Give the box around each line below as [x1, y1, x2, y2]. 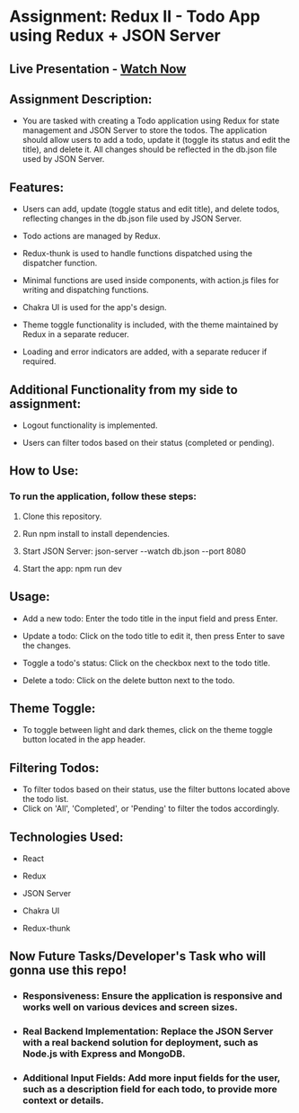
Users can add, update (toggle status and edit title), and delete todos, [22, 204, 280, 215]
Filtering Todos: [9, 760, 100, 775]
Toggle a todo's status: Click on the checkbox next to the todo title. [22, 657, 271, 668]
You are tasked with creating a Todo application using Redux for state [22, 115, 280, 127]
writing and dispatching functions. [22, 285, 150, 296]
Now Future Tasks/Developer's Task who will [9, 948, 267, 964]
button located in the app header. [22, 735, 146, 745]
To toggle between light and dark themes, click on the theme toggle [22, 725, 273, 735]
